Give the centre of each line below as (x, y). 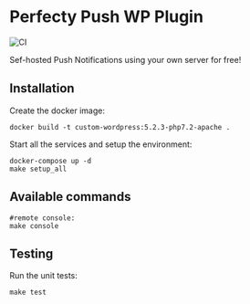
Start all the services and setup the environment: (101, 144)
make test (28, 293)
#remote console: (42, 218)
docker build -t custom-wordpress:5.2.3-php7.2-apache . (120, 127)
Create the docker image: (57, 110)
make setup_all (38, 169)
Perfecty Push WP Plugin (106, 17)
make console (34, 225)
